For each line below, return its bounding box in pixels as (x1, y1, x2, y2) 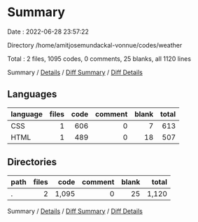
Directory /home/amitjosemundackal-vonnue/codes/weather (7, 41, 183, 49)
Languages (7, 88, 57, 100)
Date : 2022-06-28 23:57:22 (7, 27, 90, 36)
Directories (7, 156, 57, 168)
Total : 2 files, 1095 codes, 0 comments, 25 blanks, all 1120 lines (7, 54, 191, 63)
